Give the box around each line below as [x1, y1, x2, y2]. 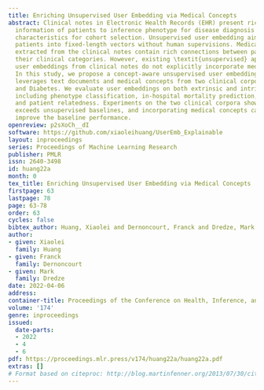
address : [8, 289, 37, 297]
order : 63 [8, 209, 41, 217]
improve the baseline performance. [15, 114, 132, 122]
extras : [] [8, 362, 44, 370]
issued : [8, 318, 34, 326]
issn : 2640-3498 [8, 158, 61, 166]
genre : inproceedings [8, 311, 79, 319]
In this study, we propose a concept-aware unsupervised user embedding [15, 70, 258, 78]
